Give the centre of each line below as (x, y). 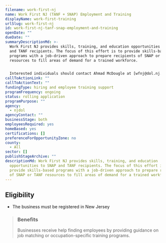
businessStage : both (26, 120)
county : (13, 143)
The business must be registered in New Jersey (61, 207)
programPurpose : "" (25, 101)
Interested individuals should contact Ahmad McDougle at (71, 74)
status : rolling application (35, 97)
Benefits (28, 220)
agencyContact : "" (24, 115)
